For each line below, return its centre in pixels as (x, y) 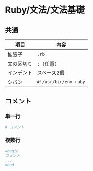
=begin (12, 151)
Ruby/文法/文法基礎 (45, 10)
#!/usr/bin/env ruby (61, 82)
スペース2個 (51, 73)
